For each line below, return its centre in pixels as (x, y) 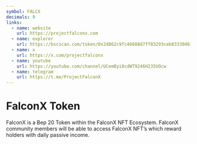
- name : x (23, 50)
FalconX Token (43, 106)
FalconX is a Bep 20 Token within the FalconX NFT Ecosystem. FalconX (92, 123)
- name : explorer (33, 39)
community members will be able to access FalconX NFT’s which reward (94, 129)
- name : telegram (33, 72)
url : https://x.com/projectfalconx (60, 55)
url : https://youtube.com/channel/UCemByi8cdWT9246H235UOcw (91, 66)
